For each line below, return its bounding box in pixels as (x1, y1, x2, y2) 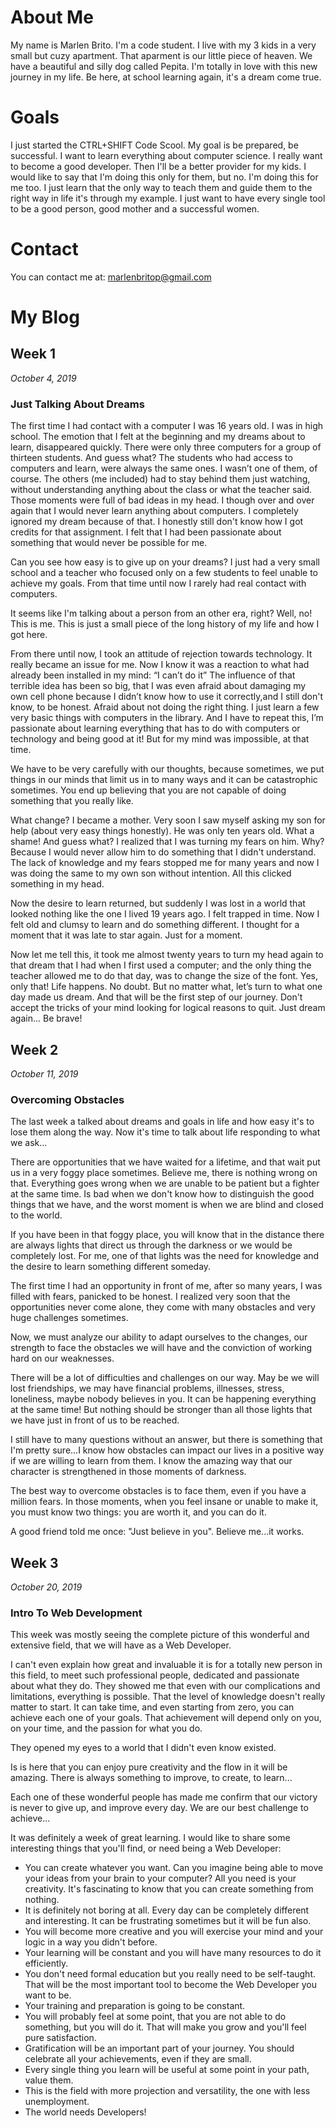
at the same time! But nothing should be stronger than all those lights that (10, 1404, 313, 1416)
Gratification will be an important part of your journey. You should (24, 2042, 295, 2055)
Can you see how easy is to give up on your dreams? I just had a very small (10, 556, 320, 568)
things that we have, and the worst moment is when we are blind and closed (10, 1199, 324, 1211)
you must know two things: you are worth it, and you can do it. (10, 1506, 267, 1518)
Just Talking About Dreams (10, 397, 145, 411)
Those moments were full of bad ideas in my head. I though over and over (10, 494, 315, 506)
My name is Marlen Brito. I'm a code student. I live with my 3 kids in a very (10, 39, 317, 51)
